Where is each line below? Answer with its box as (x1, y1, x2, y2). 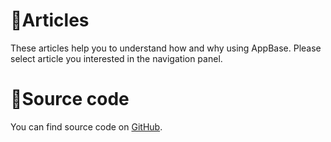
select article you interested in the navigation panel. (10, 52, 223, 64)
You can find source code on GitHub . (10, 120, 163, 133)
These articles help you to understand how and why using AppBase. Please (10, 42, 322, 54)
